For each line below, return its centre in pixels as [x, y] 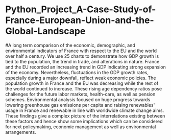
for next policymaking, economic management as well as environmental [81, 127]
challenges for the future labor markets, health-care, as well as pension [80, 94]
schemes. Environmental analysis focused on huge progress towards [78, 99]
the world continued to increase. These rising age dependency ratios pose [84, 88]
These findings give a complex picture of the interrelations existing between [85, 115]
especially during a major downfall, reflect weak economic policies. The [81, 78]
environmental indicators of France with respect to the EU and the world [81, 51]
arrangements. [21, 132]
